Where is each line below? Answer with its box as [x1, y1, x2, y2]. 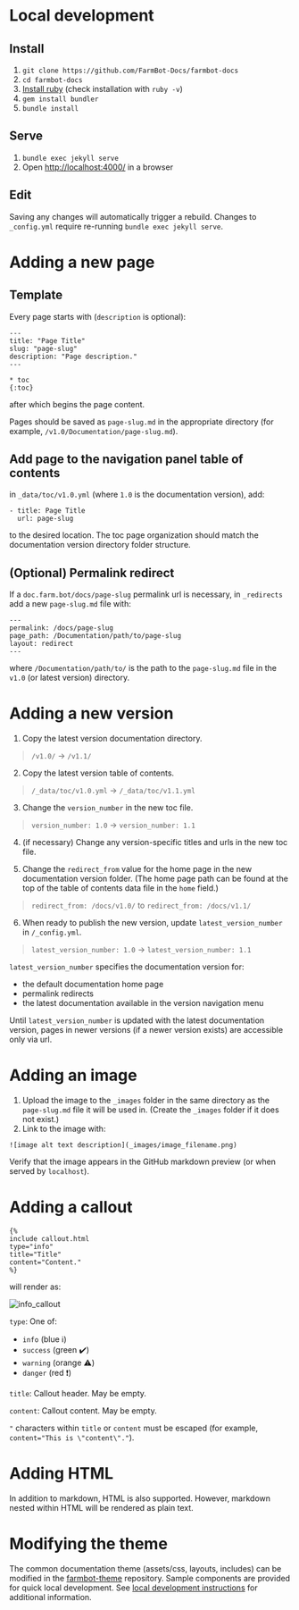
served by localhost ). [9, 1166, 89, 1177]
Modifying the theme [9, 1534, 168, 1555]
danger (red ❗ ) [21, 1368, 72, 1379]
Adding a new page [9, 252, 155, 273]
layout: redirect [9, 640, 74, 649]
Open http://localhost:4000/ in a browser [21, 162, 174, 172]
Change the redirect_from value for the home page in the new [21, 864, 253, 875]
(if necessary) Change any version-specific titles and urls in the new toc [21, 837, 288, 848]
